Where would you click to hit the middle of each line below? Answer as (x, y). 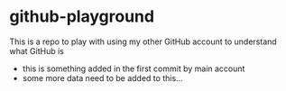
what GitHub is (37, 50)
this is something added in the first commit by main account (134, 68)
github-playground (82, 17)
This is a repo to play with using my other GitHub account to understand (143, 41)
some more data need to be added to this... (102, 77)
